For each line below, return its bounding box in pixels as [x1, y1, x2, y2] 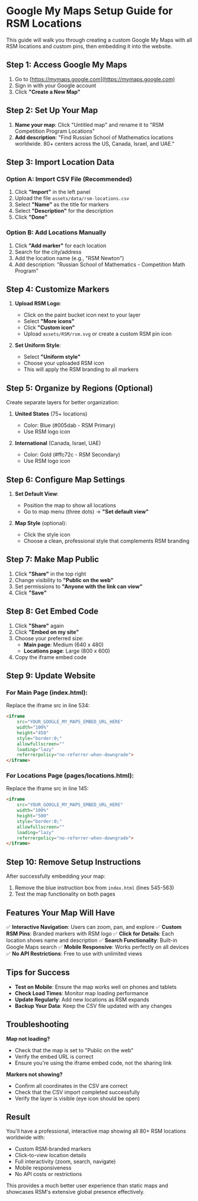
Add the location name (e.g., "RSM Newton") [14, 254, 124, 261]
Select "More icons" [23, 318, 75, 325]
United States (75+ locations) [14, 410, 88, 417]
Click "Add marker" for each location [14, 242, 107, 249]
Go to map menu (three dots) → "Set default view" [23, 508, 149, 515]
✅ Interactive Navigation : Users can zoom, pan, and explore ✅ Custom [6, 923, 182, 930]
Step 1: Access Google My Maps [6, 60, 127, 70]
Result [6, 1111, 31, 1122]
